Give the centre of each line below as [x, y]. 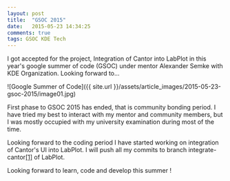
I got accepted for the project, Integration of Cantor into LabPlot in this [107, 58]
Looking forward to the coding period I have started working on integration [113, 142]
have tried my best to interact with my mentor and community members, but [115, 115]
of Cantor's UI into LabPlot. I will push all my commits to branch [97, 150]
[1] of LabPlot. [45, 157]
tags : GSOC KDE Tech [37, 39]
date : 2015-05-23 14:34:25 [49, 26]
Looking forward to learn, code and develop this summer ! [90, 171]
